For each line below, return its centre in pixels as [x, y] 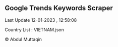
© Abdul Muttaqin [23, 39]
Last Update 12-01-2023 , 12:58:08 [41, 20]
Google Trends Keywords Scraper [59, 8]
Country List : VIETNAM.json [34, 30]
